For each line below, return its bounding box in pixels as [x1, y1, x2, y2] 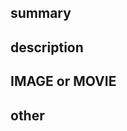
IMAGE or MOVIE [10, 73, 117, 90]
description [10, 39, 84, 56]
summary [10, 5, 72, 22]
